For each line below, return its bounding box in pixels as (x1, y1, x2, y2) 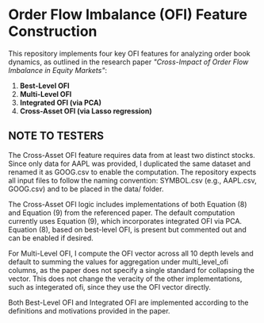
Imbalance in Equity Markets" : (8, 65, 108, 75)
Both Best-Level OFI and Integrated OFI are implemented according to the (8, 298, 249, 307)
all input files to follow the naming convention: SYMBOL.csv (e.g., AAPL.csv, (8, 175, 257, 185)
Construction (8, 22, 98, 40)
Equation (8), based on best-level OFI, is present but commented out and (8, 225, 247, 234)
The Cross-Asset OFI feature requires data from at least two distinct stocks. (8, 150, 255, 160)
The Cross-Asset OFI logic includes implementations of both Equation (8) (8, 199, 247, 209)
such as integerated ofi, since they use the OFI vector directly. (8, 282, 212, 291)
